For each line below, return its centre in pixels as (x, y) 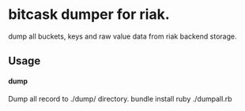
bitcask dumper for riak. (89, 15)
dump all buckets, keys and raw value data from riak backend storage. (122, 36)
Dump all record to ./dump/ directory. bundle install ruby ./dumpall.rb (120, 98)
